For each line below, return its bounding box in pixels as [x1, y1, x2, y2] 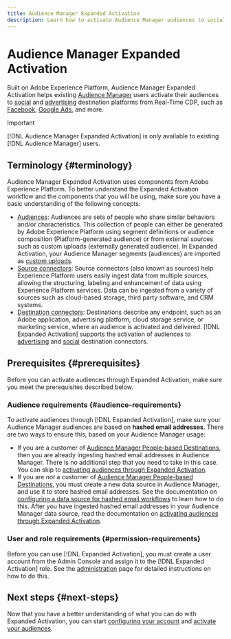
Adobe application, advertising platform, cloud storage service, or [16, 315, 204, 324]
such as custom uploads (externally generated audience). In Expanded [16, 242, 218, 251]
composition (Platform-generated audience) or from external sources [16, 235, 214, 243]
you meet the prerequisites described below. [7, 383, 134, 391]
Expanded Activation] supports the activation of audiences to [16, 330, 191, 338]
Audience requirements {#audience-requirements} [7, 400, 182, 410]
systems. [16, 301, 43, 309]
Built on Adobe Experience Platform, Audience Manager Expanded [7, 83, 196, 92]
